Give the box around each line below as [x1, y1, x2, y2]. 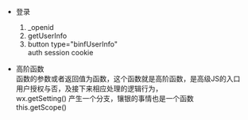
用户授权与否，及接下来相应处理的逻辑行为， [15, 84, 163, 93]
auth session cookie [27, 48, 94, 57]
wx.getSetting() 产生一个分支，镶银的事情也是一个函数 [15, 94, 194, 103]
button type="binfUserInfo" [27, 39, 118, 49]
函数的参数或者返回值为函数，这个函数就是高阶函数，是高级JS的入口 [15, 74, 241, 83]
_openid [27, 23, 54, 32]
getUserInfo [27, 31, 68, 40]
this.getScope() [15, 103, 68, 112]
